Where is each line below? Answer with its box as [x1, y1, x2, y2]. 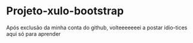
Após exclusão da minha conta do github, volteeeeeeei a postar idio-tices [6, 24, 188, 31]
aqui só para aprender [6, 30, 61, 37]
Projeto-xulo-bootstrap [6, 4, 124, 18]
